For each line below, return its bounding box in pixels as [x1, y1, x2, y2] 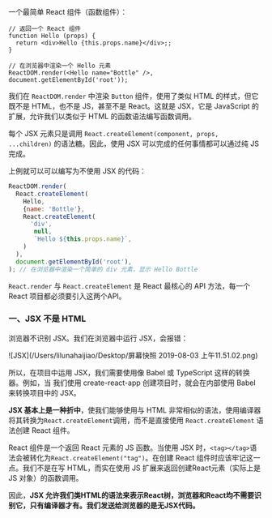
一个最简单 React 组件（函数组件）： [8, 7, 128, 16]
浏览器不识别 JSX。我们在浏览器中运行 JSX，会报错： [8, 333, 189, 343]
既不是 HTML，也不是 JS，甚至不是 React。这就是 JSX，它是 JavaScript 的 [8, 101, 259, 111]
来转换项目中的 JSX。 [8, 387, 81, 397]
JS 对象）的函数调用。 [8, 473, 83, 482]
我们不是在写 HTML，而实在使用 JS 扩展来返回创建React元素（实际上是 [22, 463, 261, 473]
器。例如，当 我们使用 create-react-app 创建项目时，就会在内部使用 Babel [8, 378, 257, 387]
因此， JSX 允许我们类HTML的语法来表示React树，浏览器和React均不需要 [8, 490, 255, 500]
